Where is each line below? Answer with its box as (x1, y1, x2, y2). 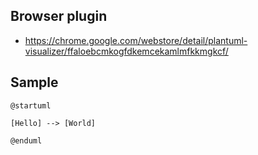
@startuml (10, 100, 52, 111)
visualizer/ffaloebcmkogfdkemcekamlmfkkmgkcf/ (24, 45, 229, 57)
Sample (10, 74, 59, 91)
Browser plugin (10, 8, 108, 25)
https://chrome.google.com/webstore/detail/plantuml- (24, 34, 248, 46)
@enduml (10, 135, 43, 146)
